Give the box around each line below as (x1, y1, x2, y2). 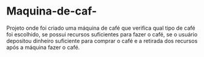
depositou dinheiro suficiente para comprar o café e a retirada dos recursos (6, 37, 198, 44)
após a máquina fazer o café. (6, 44, 80, 51)
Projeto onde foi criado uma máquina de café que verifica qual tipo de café (6, 24, 195, 32)
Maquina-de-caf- (6, 4, 97, 18)
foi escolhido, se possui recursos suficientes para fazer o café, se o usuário (6, 30, 198, 38)
